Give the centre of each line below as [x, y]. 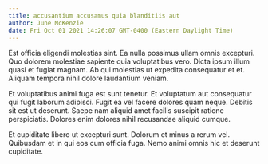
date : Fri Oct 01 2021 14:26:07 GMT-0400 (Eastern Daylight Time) [121, 30]
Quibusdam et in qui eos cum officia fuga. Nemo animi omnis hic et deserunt [134, 143]
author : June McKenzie [46, 23]
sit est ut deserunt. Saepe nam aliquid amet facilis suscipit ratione [116, 111]
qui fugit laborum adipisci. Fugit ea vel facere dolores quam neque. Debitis [130, 102]
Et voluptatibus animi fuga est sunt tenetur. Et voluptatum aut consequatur [130, 94]
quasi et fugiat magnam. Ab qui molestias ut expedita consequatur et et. [126, 70]
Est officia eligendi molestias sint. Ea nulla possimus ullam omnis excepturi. [132, 53]
